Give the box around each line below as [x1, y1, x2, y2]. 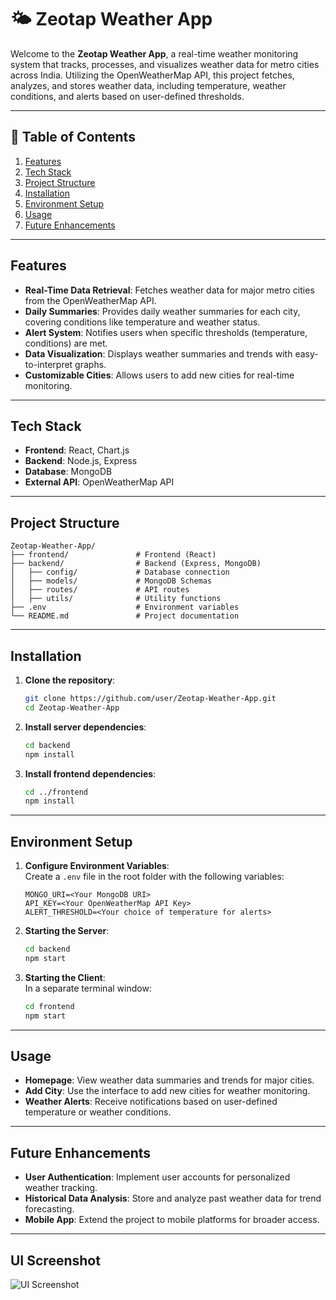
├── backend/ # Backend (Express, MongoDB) [10, 559, 262, 569]
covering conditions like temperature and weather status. [24, 316, 261, 328]
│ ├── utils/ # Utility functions [10, 594, 222, 604]
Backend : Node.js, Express [24, 455, 138, 467]
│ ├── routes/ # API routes [10, 585, 190, 595]
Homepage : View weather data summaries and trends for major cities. [24, 1074, 315, 1086]
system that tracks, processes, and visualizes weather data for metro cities [10, 58, 320, 70]
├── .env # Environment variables [10, 602, 240, 613]
